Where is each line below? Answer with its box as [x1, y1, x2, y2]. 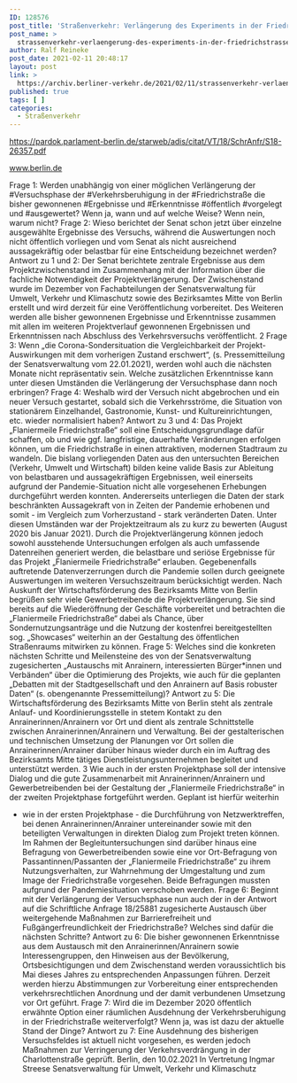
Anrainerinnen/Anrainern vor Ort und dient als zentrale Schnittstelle [9, 717, 255, 728]
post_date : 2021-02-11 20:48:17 [9, 54, 128, 63]
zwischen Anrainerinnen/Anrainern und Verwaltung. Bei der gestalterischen [9, 726, 285, 736]
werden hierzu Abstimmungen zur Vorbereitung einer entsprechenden [21, 978, 278, 989]
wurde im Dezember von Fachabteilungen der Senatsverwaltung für [9, 284, 256, 294]
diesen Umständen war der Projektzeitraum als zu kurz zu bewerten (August [9, 519, 288, 530]
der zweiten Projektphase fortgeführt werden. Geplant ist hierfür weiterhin [9, 792, 279, 803]
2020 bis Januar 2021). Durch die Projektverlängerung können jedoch [9, 528, 263, 539]
